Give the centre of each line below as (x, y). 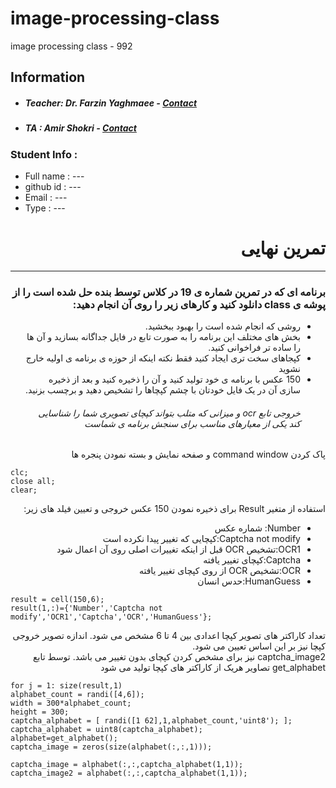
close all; (33, 482)
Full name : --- (54, 176)
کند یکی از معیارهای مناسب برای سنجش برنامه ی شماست (192, 423)
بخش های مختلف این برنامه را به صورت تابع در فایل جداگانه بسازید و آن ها (163, 337)
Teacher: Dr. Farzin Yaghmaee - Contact (111, 103)
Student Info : (44, 154)
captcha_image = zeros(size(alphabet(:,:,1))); (111, 747)
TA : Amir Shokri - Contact (80, 128)
